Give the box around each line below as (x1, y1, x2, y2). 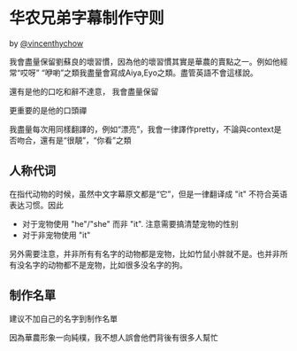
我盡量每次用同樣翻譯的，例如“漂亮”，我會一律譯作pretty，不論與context (9, 123, 274, 134)
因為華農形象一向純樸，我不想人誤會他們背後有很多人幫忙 (9, 331, 218, 342)
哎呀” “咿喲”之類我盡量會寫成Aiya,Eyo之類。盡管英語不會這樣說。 (20, 67, 258, 78)
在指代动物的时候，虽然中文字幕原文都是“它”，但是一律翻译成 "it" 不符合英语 (9, 188, 288, 199)
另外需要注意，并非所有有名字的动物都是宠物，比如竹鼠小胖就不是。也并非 (9, 248, 280, 259)
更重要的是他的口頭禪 (9, 105, 87, 115)
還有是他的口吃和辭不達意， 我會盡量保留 (9, 86, 159, 97)
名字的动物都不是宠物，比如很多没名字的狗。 (24, 259, 187, 270)
